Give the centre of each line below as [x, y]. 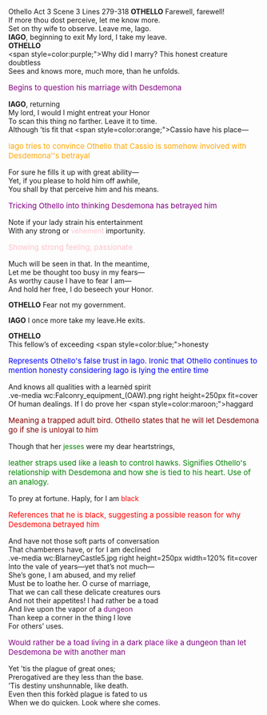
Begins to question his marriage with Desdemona [95, 88]
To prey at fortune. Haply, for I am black [74, 498]
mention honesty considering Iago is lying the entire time [109, 370]
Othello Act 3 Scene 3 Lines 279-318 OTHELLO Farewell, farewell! [117, 12]
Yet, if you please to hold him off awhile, [74, 181]
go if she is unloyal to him [53, 430]
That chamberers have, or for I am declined [80, 549]
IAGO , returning [34, 104]
